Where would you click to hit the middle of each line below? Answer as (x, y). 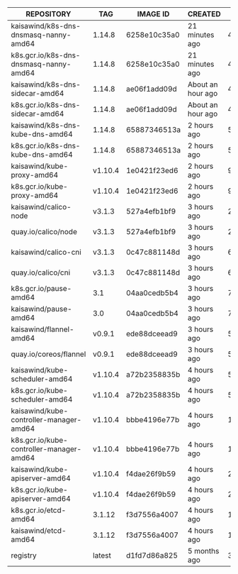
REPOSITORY (49, 14)
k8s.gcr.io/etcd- (39, 510)
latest (102, 555)
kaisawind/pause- (41, 309)
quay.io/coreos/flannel (49, 354)
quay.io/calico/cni (41, 272)
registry (24, 555)
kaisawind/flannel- (42, 329)
